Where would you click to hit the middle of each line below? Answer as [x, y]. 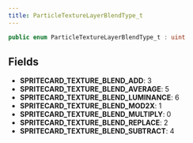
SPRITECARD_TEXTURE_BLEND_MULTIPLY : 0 [95, 115]
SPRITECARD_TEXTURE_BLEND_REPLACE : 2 [94, 122]
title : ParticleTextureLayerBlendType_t [76, 15]
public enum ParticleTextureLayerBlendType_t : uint [97, 37]
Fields [24, 61]
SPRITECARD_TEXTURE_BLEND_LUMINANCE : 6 [99, 98]
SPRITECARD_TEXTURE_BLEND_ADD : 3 [85, 81]
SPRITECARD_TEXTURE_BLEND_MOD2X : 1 [91, 106]
